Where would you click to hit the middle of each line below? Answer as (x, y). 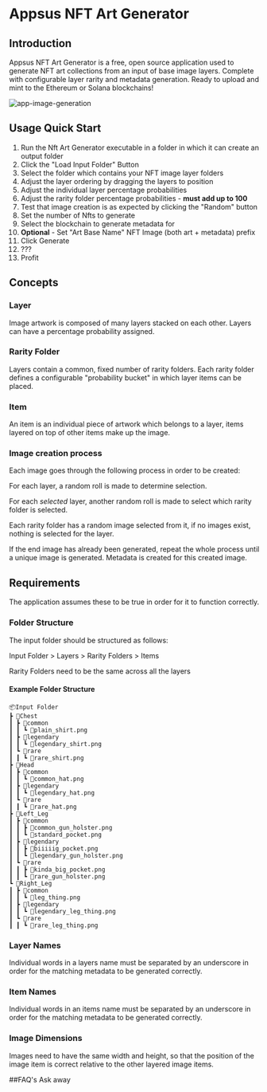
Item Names (33, 992)
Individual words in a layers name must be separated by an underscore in (129, 962)
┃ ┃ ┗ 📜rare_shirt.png (46, 758)
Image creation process (56, 454)
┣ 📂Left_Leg (29, 814)
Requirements (44, 583)
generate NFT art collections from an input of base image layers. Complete (132, 71)
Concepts (34, 283)
